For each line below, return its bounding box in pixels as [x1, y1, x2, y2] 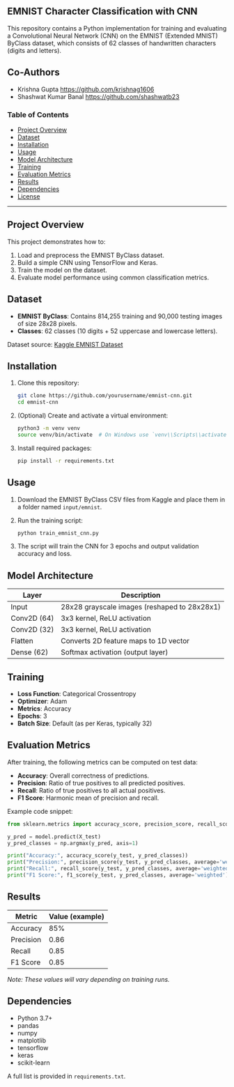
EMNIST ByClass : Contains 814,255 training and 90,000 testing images [17, 311, 223, 320]
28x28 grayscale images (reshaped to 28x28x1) [60, 602, 221, 612]
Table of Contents [7, 109, 70, 119]
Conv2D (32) [10, 625, 54, 635]
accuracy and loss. [17, 550, 72, 558]
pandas [17, 1021, 40, 1030]
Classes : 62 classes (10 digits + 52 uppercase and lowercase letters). [17, 327, 218, 335]
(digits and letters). [7, 46, 61, 54]
